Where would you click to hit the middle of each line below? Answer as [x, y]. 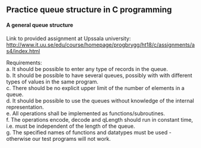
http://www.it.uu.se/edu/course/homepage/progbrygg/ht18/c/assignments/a [100, 45]
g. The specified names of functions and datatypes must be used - [89, 132]
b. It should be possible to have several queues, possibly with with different [99, 75]
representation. [25, 107]
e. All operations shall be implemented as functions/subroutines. [86, 113]
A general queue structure [40, 25]
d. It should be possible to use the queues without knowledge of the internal [100, 100]
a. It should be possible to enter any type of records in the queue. [87, 69]
